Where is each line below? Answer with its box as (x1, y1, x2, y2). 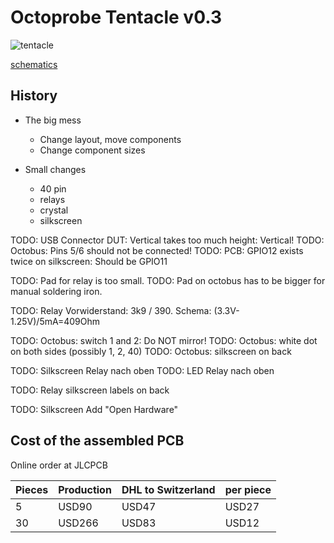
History (10, 87, 58, 105)
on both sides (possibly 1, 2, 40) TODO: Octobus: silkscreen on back (10, 345, 292, 357)
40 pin (39, 182, 67, 195)
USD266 (58, 516, 99, 530)
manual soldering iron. (10, 285, 103, 297)
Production (58, 482, 112, 496)
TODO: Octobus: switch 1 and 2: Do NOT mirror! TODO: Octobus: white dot (10, 334, 318, 346)
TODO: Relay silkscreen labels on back (10, 384, 170, 396)
